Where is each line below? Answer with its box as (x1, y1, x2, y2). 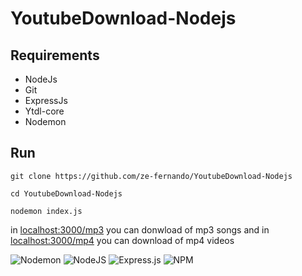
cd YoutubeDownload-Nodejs (10, 188, 123, 199)
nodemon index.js (10, 206, 83, 216)
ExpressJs (24, 95, 68, 106)
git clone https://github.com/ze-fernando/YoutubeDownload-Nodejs (10, 171, 293, 181)
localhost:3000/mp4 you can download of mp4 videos (10, 234, 235, 246)
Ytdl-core (24, 105, 65, 117)
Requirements (10, 47, 100, 64)
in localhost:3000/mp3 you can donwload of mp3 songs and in (10, 223, 270, 236)
